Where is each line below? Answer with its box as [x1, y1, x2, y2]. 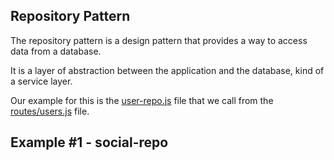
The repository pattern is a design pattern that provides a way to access [10, 34, 308, 46]
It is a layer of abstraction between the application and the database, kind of [10, 64, 325, 76]
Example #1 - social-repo [10, 134, 169, 151]
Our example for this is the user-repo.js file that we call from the [10, 94, 274, 106]
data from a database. [10, 45, 102, 57]
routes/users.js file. [10, 105, 90, 117]
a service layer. [10, 75, 73, 87]
